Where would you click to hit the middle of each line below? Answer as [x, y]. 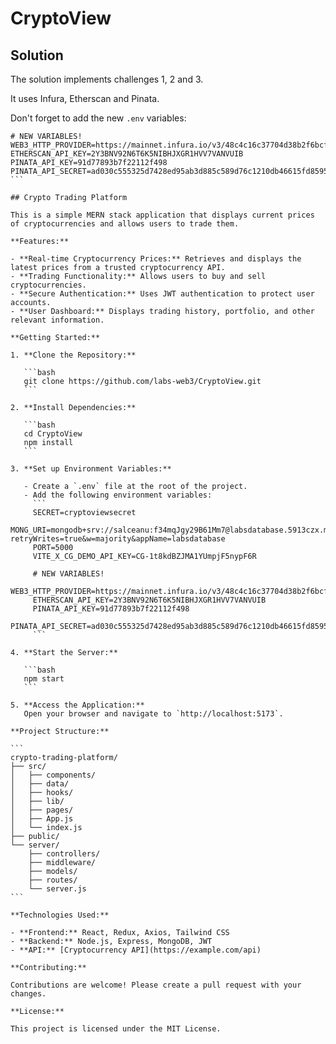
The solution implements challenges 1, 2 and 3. [107, 79]
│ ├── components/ [53, 775]
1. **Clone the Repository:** [73, 355]
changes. [28, 994]
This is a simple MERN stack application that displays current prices [162, 215]
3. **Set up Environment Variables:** [91, 469]
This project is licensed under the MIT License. [116, 1029]
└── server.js [57, 889]
